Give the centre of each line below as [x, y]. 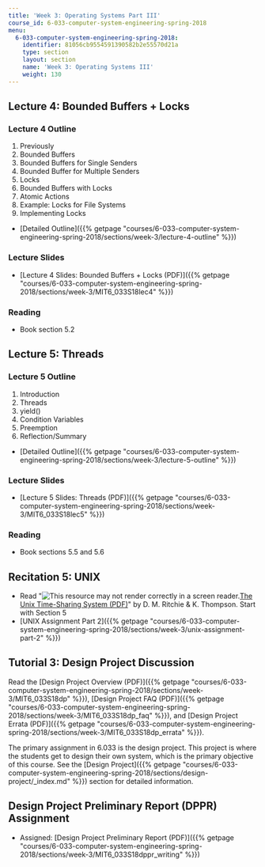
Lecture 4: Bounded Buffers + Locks [99, 106]
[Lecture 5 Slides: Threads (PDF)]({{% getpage [97, 497]
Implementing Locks [53, 214]
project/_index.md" [40, 781]
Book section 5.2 [47, 329]
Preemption [38, 427]
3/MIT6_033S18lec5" [54, 514]
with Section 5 [43, 613]
